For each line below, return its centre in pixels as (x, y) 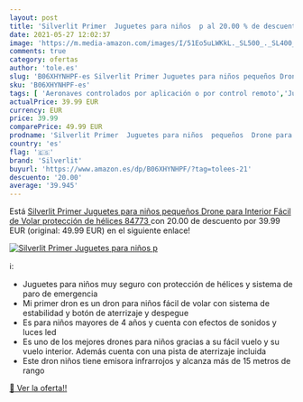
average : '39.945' (44, 186)
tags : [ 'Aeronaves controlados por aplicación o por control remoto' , (147, 93)
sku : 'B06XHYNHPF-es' (50, 85)
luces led (39, 332)
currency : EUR (36, 110)
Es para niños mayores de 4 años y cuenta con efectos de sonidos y (149, 323)
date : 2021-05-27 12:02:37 (60, 34)
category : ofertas (44, 60)
